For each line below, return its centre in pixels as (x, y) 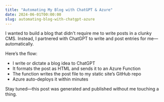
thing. (11, 94)
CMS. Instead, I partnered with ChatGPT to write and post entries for (76, 38)
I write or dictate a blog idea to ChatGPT (54, 63)
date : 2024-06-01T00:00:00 (33, 14)
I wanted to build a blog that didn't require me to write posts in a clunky (78, 33)
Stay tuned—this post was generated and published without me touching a (82, 89)
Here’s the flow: (21, 53)
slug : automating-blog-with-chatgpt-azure (50, 19)
